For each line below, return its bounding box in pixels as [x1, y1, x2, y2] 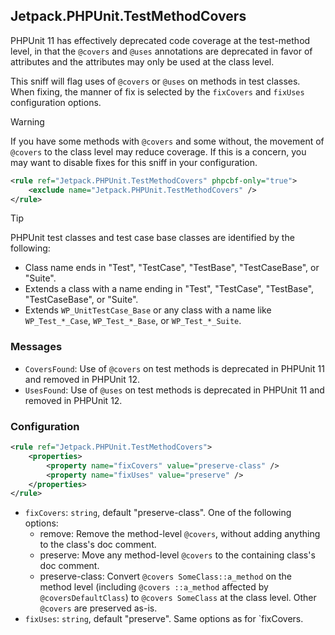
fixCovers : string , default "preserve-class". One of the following [24, 507, 292, 519]
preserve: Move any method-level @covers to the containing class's [39, 549, 316, 561]
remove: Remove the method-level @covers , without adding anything [39, 528, 321, 540]
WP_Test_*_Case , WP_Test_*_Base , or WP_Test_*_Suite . [24, 315, 242, 327]
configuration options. [10, 96, 102, 108]
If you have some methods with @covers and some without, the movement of [10, 135, 325, 147]
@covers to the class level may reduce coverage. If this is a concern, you [10, 145, 307, 158]
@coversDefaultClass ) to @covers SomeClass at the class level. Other [39, 592, 317, 604]
